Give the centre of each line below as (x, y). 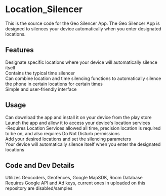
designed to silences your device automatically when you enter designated (83, 28)
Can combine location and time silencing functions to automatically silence (83, 78)
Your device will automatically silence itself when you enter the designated (83, 144)
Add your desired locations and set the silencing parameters (68, 139)
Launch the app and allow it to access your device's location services (78, 123)
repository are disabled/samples (39, 188)
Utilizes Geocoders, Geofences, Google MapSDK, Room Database (74, 178)
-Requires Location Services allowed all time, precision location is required (83, 128)
